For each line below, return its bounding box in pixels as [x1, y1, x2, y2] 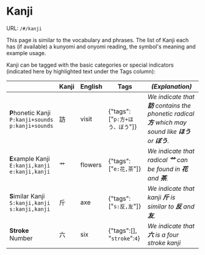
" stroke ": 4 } [108, 234, 140, 242]
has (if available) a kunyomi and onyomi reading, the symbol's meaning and [6, 43, 196, 50]
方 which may [147, 118, 187, 127]
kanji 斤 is [147, 193, 176, 201]
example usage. [6, 49, 46, 56]
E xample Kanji [9, 154, 50, 163]
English [80, 82, 103, 91]
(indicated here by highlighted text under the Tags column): [6, 67, 156, 75]
